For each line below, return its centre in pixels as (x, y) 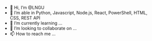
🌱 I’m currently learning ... (36, 23)
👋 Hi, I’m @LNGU (27, 8)
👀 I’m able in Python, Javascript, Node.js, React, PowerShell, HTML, (78, 13)
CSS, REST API (25, 18)
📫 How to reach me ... (33, 34)
